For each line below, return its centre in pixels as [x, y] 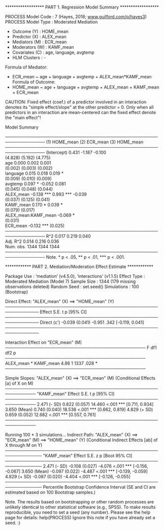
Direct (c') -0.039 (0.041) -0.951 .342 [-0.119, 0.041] [92, 322]
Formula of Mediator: [26, 67]
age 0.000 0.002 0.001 [28, 163]
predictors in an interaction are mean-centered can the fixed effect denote [81, 112]
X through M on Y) [24, 445]
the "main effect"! [23, 117]
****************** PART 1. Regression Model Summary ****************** [82, 7]
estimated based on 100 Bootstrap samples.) [50, 492]
